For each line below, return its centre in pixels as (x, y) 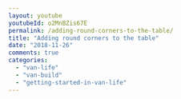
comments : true (34, 53)
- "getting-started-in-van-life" (71, 82)
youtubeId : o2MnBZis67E (48, 23)
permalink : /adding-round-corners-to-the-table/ (91, 30)
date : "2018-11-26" (41, 46)
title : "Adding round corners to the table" (84, 38)
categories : (28, 61)
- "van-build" (39, 75)
